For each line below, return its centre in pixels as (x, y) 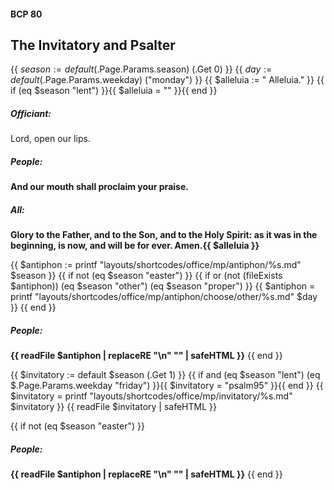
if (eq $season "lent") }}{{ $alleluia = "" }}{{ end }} (114, 91)
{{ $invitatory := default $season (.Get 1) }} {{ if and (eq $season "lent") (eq (165, 375)
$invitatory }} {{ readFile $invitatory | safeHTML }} (113, 407)
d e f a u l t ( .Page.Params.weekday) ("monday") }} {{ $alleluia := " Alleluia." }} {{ (167, 80)
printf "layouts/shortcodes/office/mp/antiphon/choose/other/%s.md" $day (164, 297)
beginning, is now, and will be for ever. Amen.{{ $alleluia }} (135, 246)
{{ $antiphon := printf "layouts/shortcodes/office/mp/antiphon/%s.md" (156, 265)
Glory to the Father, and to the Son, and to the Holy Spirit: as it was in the (164, 235)
